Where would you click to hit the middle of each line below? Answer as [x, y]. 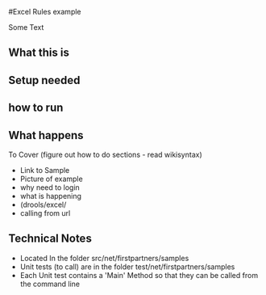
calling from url [45, 213]
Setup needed [44, 80]
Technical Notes [50, 239]
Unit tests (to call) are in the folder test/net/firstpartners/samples [127, 267]
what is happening [51, 196]
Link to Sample [45, 170]
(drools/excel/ [43, 204]
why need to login [50, 187]
